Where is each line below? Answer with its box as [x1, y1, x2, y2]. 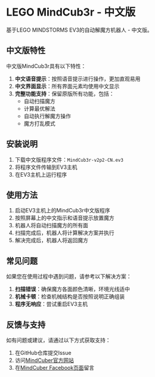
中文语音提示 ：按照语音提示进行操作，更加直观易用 [14, 75, 141, 82]
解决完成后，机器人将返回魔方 [14, 237, 88, 244]
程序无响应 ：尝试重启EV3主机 [14, 301, 88, 308]
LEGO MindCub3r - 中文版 [6, 5, 136, 19]
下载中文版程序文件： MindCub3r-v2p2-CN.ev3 [14, 156, 124, 163]
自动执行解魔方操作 [23, 112, 72, 119]
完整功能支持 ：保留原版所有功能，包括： [14, 90, 114, 97]
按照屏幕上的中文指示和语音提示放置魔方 [14, 214, 114, 221]
